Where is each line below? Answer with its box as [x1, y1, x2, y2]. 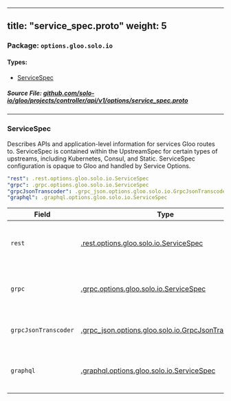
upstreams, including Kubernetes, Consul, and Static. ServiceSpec [7, 154, 196, 163]
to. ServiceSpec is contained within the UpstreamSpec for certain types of [7, 147, 218, 155]
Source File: [7, 89, 43, 97]
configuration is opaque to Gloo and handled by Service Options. [7, 161, 191, 169]
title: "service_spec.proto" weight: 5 [7, 20, 167, 32]
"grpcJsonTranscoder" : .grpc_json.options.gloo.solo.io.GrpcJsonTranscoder [7, 187, 229, 195]
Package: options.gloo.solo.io [7, 41, 113, 50]
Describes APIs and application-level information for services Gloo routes [7, 139, 215, 148]
